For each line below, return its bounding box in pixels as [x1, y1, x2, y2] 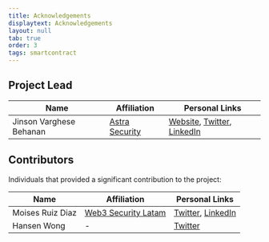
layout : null [8, 26, 52, 34]
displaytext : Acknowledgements [8, 19, 113, 27]
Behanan [12, 126, 46, 137]
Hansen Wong [12, 220, 66, 231]
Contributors [8, 153, 74, 167]
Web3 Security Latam [84, 207, 167, 218]
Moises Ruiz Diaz [12, 207, 78, 218]
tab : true [8, 34, 42, 42]
